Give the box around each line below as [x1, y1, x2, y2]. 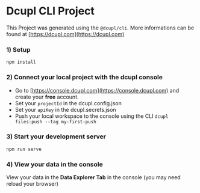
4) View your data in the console [6, 160, 104, 168]
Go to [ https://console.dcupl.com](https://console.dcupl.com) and [14, 87, 180, 94]
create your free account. [14, 93, 79, 100]
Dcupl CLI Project [6, 4, 95, 18]
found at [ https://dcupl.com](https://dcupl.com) [6, 30, 125, 37]
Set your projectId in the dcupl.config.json [14, 99, 122, 106]
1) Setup [6, 45, 31, 54]
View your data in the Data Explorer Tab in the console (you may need [6, 174, 181, 181]
